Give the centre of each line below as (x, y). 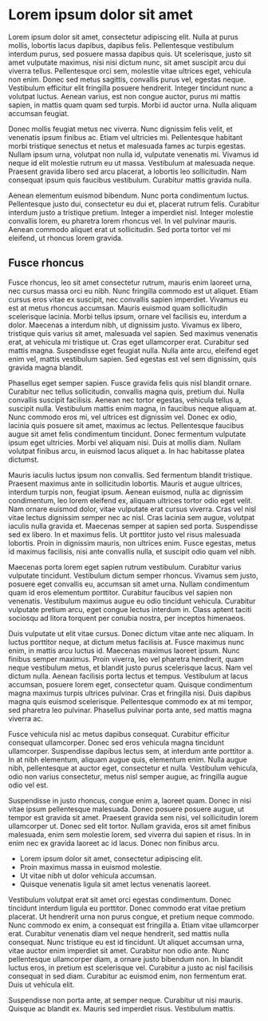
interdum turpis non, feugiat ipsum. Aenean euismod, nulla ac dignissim (126, 492)
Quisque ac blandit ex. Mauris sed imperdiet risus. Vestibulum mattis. (122, 1008)
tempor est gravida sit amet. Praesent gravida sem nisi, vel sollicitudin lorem (133, 817)
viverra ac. (26, 719)
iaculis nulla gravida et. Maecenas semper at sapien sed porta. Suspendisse (133, 526)
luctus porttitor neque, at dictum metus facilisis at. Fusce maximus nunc (126, 642)
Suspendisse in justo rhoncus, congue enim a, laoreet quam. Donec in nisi (130, 800)
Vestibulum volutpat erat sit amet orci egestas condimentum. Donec (120, 899)
